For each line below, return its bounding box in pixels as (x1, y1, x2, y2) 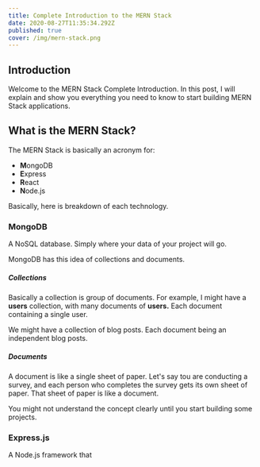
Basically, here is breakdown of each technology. (8, 201, 169, 210)
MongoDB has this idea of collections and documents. (8, 255, 185, 264)
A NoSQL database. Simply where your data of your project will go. (8, 239, 227, 249)
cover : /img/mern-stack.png (8, 33, 101, 42)
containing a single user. (8, 310, 89, 319)
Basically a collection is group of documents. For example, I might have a (8, 293, 247, 303)
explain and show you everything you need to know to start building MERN (8, 93, 252, 102)
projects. (8, 412, 37, 422)
